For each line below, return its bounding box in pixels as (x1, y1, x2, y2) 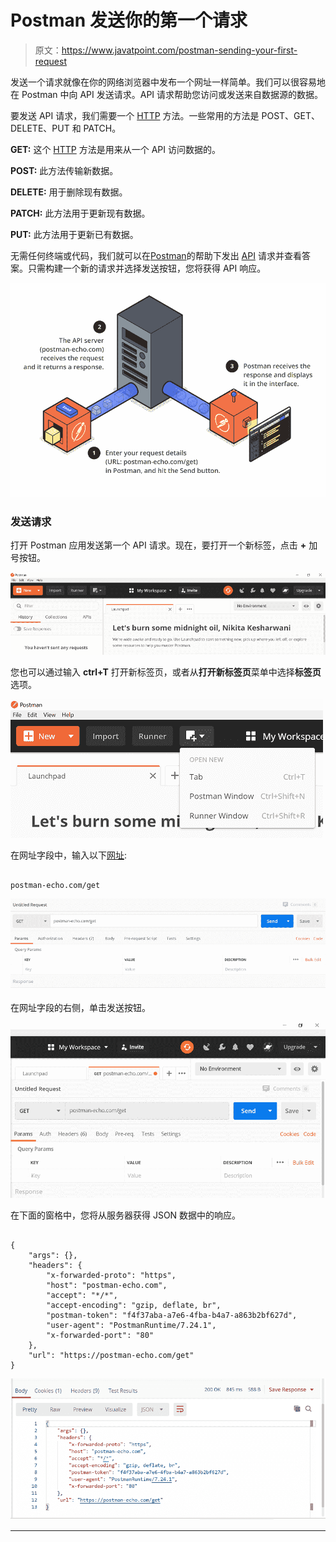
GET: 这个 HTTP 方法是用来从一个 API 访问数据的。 (10, 143, 221, 155)
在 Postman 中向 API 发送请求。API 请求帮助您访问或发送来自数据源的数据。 (10, 88, 324, 100)
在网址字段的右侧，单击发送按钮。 (10, 1002, 151, 1014)
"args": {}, (28, 1251, 78, 1261)
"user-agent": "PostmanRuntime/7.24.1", (46, 1321, 217, 1331)
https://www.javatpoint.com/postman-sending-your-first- (61, 44, 298, 56)
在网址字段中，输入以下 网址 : (10, 849, 128, 861)
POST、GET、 (261, 109, 320, 121)
